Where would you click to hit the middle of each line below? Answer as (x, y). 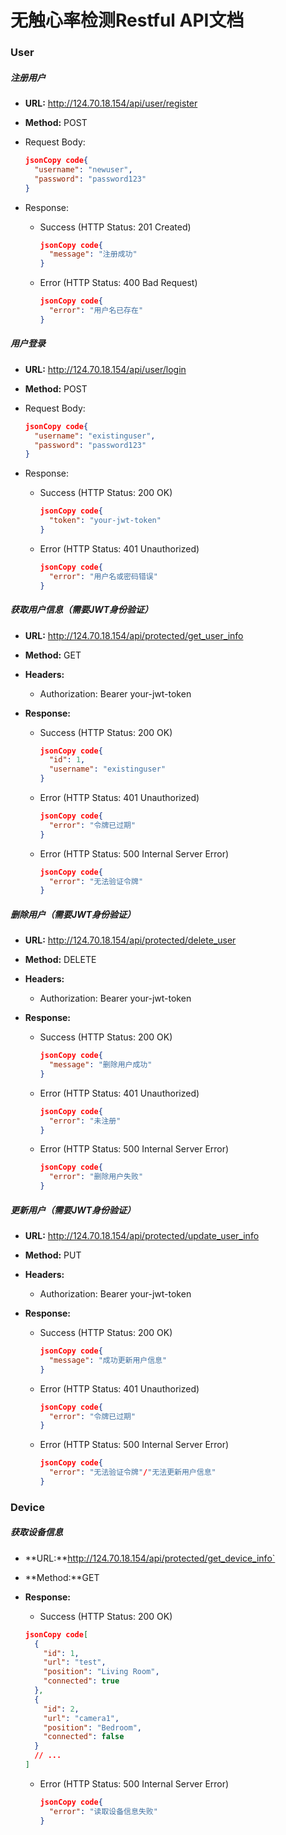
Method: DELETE (60, 960)
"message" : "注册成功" (93, 254)
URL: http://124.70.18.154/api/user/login (105, 369)
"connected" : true (81, 1681)
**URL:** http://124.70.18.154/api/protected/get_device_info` (150, 1558)
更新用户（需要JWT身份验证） (73, 1210)
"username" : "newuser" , (83, 169)
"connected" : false (84, 1737)
